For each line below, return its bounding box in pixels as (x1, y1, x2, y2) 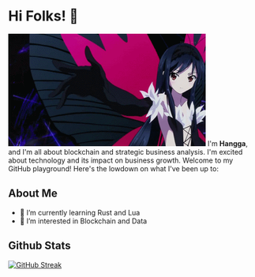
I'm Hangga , (207, 138, 249, 148)
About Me (8, 187, 58, 200)
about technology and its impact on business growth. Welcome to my (8, 155, 234, 165)
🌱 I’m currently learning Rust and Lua (19, 208, 141, 217)
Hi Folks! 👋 (8, 7, 79, 25)
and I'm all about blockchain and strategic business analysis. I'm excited (8, 147, 243, 156)
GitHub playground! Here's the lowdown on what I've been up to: (8, 163, 219, 173)
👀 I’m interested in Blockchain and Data (19, 216, 148, 226)
